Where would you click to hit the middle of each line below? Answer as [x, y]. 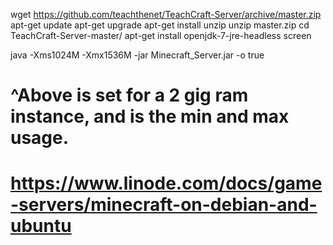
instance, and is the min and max [150, 116]
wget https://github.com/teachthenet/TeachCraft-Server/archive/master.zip [166, 14]
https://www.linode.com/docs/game [166, 183]
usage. [40, 138]
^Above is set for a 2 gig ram [129, 95]
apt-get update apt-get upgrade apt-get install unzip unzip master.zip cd [160, 25]
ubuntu [41, 226]
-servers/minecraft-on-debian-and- [164, 205]
